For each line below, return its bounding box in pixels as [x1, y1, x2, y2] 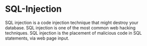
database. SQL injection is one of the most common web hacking [5, 24, 136, 30]
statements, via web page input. [5, 35, 70, 41]
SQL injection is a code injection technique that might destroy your [5, 20, 139, 25]
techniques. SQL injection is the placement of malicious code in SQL [5, 30, 142, 36]
